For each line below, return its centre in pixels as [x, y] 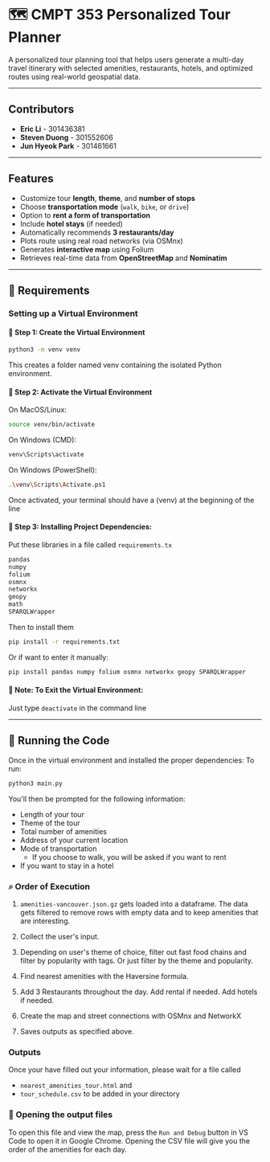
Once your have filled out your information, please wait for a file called [125, 1070]
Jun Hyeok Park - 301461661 [68, 145]
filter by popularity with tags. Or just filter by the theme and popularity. [137, 960]
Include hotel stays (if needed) [71, 223]
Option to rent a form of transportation [85, 215]
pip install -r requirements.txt [64, 642]
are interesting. [45, 921]
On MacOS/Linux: [37, 410]
